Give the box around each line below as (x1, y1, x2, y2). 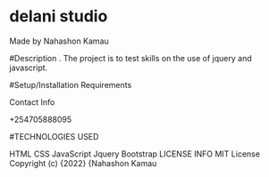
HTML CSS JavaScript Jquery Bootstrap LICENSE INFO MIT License (9, 149, 261, 159)
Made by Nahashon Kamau (9, 36, 109, 46)
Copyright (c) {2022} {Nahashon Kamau (9, 157, 157, 168)
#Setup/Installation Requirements (9, 79, 132, 90)
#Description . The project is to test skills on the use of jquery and (9, 52, 252, 63)
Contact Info (9, 96, 55, 108)
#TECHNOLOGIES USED (9, 131, 99, 141)
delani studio (9, 6, 108, 27)
